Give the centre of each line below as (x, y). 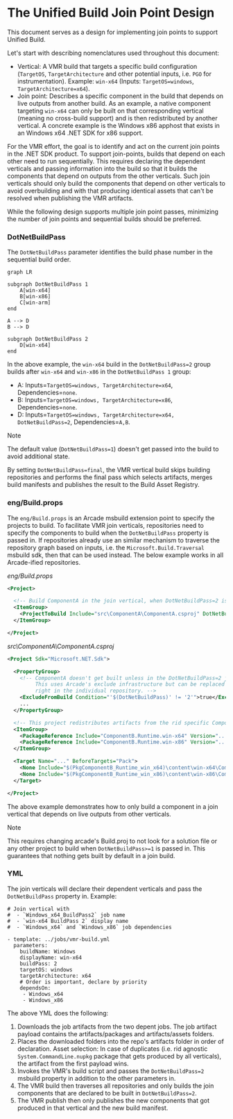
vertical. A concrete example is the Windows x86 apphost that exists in (119, 125)
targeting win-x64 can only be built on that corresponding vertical (110, 111)
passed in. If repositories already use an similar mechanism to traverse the (113, 540)
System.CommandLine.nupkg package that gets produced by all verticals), (119, 1056)
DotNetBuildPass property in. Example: (62, 896)
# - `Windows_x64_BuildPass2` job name (67, 915)
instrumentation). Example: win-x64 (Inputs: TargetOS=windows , (105, 81)
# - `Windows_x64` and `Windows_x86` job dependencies (89, 927)
